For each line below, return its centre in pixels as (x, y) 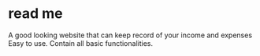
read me (35, 14)
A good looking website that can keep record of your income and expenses (130, 35)
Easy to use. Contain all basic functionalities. (81, 43)
